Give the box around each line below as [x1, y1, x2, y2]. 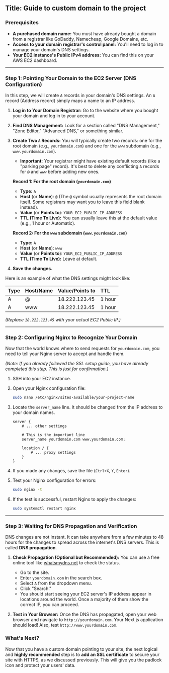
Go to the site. [20, 569, 49, 575]
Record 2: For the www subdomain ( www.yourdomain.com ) [12, 230, 127, 236]
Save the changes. [12, 265, 53, 271]
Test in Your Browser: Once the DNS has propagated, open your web [12, 611, 157, 618]
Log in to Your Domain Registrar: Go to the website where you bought [12, 107, 158, 113]
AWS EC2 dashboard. [12, 57, 58, 63]
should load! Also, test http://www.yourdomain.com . [12, 622, 118, 628]
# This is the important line [22, 433, 85, 438]
